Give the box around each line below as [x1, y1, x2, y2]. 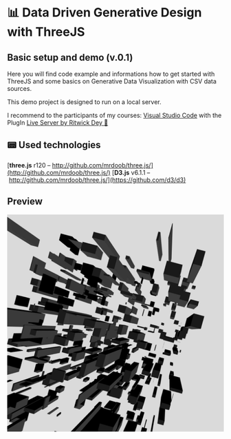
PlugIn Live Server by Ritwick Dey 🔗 [7, 119, 109, 127]
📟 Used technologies [7, 139, 101, 151]
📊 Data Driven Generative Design [7, 5, 202, 21]
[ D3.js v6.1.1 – [112, 168, 151, 176]
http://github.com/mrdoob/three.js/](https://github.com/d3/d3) [8, 176, 186, 184]
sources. [7, 85, 32, 92]
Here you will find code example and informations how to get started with [7, 70, 215, 78]
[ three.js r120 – [7, 161, 51, 169]
